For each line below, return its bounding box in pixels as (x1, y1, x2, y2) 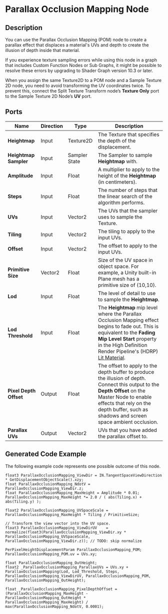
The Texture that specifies (97, 131, 159, 138)
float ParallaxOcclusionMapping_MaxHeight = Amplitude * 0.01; (5, 490, 140, 495)
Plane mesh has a (97, 275, 139, 282)
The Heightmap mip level (97, 304, 158, 311)
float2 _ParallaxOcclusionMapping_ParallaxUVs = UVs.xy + (5, 564, 128, 569)
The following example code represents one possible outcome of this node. (5, 463, 161, 469)
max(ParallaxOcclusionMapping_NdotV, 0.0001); (5, 604, 104, 609)
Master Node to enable (97, 393, 152, 400)
